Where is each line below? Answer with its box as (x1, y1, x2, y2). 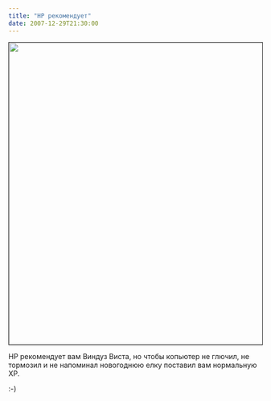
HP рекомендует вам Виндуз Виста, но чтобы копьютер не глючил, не (8, 351, 250, 361)
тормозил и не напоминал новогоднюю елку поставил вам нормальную (8, 360, 257, 370)
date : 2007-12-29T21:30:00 (8, 19, 99, 27)
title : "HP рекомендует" (8, 11, 92, 20)
